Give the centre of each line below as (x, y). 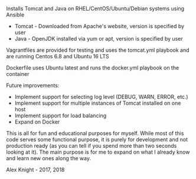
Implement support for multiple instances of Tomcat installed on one (98, 103)
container (18, 74)
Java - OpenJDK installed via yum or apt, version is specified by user (99, 39)
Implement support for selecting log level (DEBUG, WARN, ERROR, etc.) (101, 97)
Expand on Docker (37, 122)
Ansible (15, 15)
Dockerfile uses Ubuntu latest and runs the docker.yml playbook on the (93, 68)
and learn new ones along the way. (49, 158)
